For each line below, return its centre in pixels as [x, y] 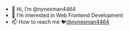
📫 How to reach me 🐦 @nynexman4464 [60, 22]
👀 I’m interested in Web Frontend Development [67, 15]
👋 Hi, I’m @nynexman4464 [44, 9]
